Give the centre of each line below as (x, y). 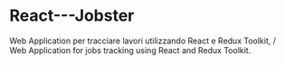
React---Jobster (72, 16)
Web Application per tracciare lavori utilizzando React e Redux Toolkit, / (143, 41)
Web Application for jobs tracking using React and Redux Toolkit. (130, 50)
